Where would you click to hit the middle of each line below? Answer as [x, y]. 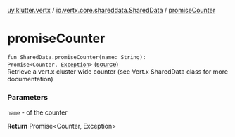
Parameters [27, 97]
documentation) [31, 79]
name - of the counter [38, 112]
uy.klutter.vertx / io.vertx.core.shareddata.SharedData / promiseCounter [112, 10]
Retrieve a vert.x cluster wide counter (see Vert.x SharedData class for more [118, 71]
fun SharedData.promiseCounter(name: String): [77, 57]
